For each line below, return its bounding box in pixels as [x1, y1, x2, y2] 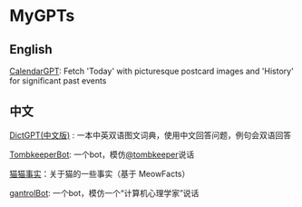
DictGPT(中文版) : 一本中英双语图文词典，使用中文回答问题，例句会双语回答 [9, 129, 292, 141]
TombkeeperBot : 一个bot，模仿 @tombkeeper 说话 [9, 149, 195, 160]
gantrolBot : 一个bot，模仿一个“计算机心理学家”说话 [9, 187, 200, 198]
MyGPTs [9, 5, 75, 26]
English [9, 42, 53, 57]
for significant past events [9, 75, 107, 86]
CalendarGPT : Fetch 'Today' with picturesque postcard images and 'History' [9, 65, 295, 76]
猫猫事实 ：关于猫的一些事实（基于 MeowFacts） [9, 168, 190, 179]
